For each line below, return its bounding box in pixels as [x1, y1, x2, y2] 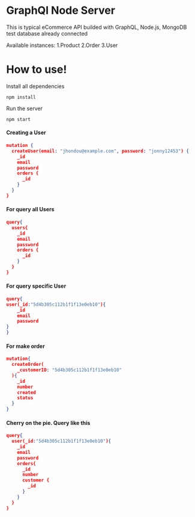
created [17, 389, 36, 395]
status [17, 395, 34, 401]
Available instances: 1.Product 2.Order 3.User [6, 42, 118, 49]
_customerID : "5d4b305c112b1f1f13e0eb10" [17, 367, 122, 373]
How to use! [6, 63, 67, 76]
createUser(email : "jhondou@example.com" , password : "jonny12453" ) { [11, 148, 189, 154]
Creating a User [6, 129, 46, 136]
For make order [6, 342, 45, 350]
